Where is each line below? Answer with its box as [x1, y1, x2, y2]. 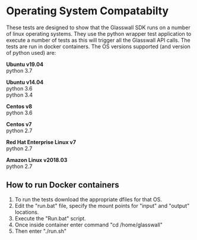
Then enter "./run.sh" [14, 227, 67, 235]
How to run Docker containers [6, 180, 120, 190]
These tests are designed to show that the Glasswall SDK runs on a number [6, 24, 191, 31]
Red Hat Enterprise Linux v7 [6, 138, 76, 145]
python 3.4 [6, 91, 33, 98]
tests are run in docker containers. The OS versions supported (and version [6, 43, 191, 50]
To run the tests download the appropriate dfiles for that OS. [14, 195, 162, 203]
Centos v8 [6, 102, 33, 110]
